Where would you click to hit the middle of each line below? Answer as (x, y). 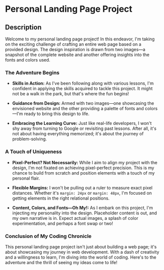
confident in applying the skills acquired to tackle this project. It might (82, 89)
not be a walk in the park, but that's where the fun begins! (70, 94)
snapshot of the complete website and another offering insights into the (77, 55)
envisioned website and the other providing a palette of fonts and (78, 109)
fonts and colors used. (28, 60)
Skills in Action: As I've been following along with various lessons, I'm (83, 83)
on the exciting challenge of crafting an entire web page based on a (73, 44)
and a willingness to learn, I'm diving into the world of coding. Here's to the (81, 257)
